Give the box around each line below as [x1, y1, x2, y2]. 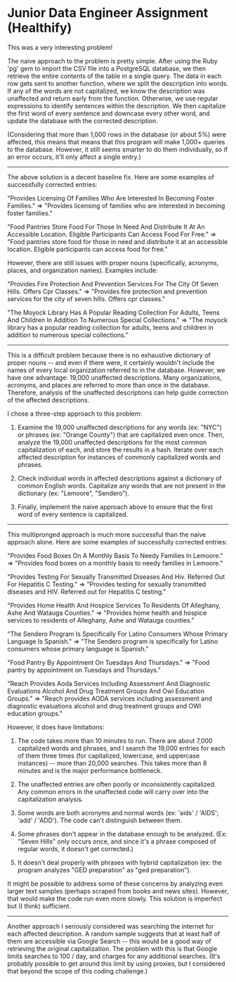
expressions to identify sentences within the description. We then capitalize [7, 101, 226, 110]
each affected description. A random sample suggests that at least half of [7, 929, 221, 938]
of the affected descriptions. [7, 395, 90, 404]
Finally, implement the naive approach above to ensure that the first [17, 502, 213, 511]
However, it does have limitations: [7, 722, 105, 731]
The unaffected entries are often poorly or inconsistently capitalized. [17, 779, 216, 789]
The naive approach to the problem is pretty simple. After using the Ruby [7, 56, 218, 65]
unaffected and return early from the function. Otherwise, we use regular [7, 94, 218, 103]
